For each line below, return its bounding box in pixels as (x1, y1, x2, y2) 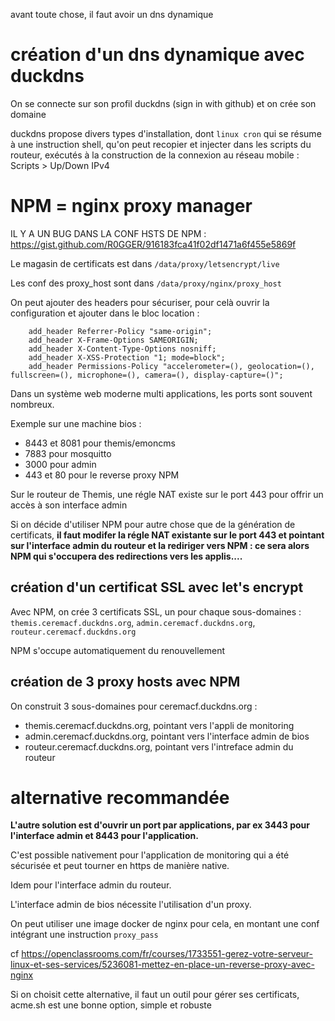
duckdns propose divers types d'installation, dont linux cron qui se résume (10, 127, 322, 139)
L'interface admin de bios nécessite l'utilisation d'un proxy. (10, 899, 252, 911)
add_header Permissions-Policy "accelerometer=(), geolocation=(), (28, 361, 315, 371)
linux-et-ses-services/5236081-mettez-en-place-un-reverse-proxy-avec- (10, 959, 315, 971)
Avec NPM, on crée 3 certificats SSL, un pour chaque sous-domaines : (10, 605, 302, 618)
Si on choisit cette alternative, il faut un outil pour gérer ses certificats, (10, 989, 300, 1001)
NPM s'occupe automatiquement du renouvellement (10, 644, 226, 656)
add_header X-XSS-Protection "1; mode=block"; (28, 352, 226, 363)
